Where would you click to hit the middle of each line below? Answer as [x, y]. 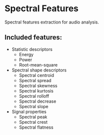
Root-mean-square [38, 65]
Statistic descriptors [32, 49]
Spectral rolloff [34, 96]
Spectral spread [35, 80]
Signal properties [29, 112]
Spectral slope [34, 106]
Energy [26, 54]
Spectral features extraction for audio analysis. [52, 22]
